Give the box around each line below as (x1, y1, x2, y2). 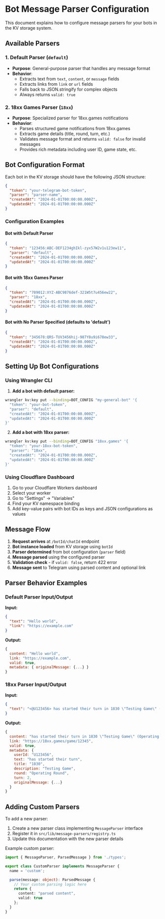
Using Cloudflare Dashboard (5, 473, 75, 480)
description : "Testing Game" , (14, 766, 76, 771)
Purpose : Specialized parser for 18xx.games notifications (12, 115, 129, 121)
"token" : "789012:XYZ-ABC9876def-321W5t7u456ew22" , (9, 290, 118, 295)
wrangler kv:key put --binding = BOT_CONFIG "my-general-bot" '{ (5, 398, 137, 403)
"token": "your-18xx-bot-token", (9, 444, 78, 449)
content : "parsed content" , (18, 891, 76, 896)
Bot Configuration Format (5, 161, 85, 169)
